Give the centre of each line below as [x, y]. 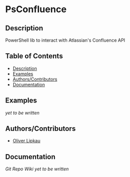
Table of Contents [34, 56]
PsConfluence [36, 9]
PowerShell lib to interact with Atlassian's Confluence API [65, 40]
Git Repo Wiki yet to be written [37, 169]
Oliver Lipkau [26, 141]
